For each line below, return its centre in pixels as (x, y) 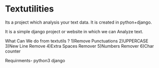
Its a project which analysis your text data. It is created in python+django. (79, 22)
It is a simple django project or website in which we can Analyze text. (74, 31)
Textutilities (30, 9)
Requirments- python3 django (35, 60)
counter (13, 51)
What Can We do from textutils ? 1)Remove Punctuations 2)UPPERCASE (77, 41)
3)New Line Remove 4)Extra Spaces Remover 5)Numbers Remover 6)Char (79, 46)
